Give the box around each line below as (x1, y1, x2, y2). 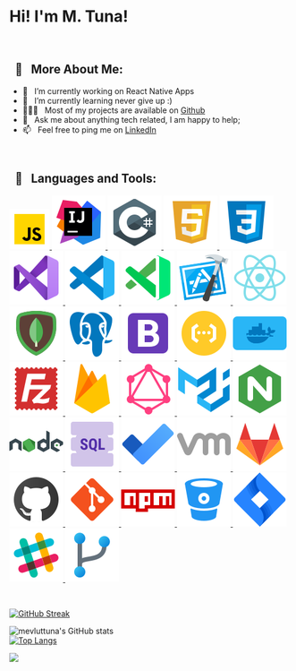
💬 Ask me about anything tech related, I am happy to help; (21, 114, 241, 125)
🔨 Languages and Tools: (14, 171, 156, 186)
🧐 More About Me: (14, 62, 123, 77)
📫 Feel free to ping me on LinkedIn (21, 124, 156, 135)
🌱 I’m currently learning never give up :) (21, 95, 173, 106)
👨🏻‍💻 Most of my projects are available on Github (21, 105, 206, 116)
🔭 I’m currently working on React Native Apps (21, 85, 195, 96)
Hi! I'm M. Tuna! (9, 6, 129, 27)
